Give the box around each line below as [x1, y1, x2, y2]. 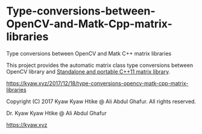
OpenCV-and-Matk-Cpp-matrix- [6, 17, 173, 31]
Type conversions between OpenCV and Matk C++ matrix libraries [6, 49, 172, 57]
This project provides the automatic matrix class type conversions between [6, 62, 194, 69]
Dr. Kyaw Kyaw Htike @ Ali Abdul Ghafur [6, 109, 107, 116]
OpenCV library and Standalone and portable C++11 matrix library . [6, 68, 171, 75]
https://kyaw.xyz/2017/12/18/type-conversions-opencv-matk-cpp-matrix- [6, 80, 189, 87]
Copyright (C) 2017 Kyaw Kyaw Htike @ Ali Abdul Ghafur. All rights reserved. [6, 98, 197, 105]
